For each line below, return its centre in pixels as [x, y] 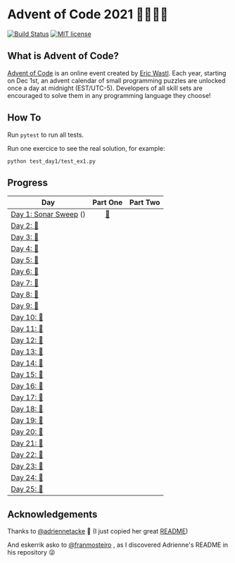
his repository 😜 [31, 552]
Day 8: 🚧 [25, 295]
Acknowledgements [52, 514]
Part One [108, 202]
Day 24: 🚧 [27, 478]
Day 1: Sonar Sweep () [48, 214]
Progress [27, 182]
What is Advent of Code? [63, 56]
